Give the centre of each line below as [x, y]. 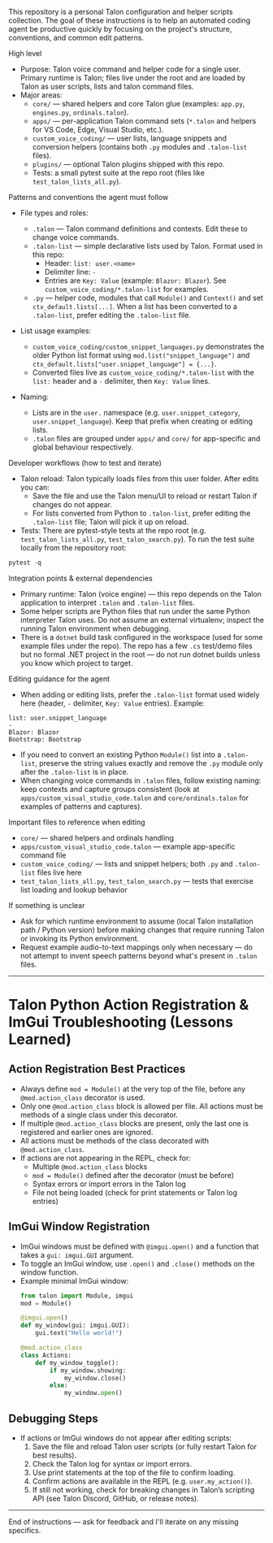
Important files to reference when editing [77, 822]
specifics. [25, 1530]
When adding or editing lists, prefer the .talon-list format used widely [140, 694]
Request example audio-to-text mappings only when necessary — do [136, 947]
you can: [35, 487]
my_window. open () [93, 1393]
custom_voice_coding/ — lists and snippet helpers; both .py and [126, 863]
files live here [59, 872]
